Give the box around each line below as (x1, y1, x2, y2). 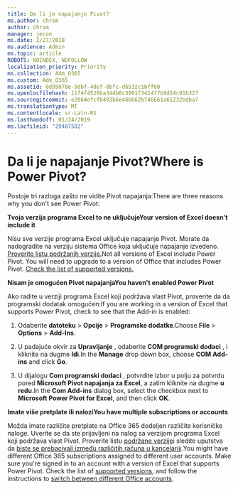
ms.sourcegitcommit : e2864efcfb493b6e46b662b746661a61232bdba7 (7, 97, 199, 104)
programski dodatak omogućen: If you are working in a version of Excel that (7, 300, 228, 308)
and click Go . (28, 358, 67, 366)
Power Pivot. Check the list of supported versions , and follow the (7, 467, 198, 475)
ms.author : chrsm (7, 17, 59, 24)
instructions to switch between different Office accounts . (7, 474, 174, 483)
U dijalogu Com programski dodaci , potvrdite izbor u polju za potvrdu (17, 371, 225, 380)
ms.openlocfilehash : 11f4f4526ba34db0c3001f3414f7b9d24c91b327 (7, 90, 199, 97)
